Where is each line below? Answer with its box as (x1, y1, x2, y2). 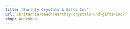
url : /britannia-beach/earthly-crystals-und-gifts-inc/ (5, 12, 125, 17)
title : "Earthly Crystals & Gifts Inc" (5, 7, 89, 12)
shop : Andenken (5, 16, 37, 21)
